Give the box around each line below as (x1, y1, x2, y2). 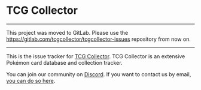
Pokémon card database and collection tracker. (6, 59, 123, 66)
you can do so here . (6, 77, 56, 84)
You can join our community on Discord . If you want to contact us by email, (6, 70, 191, 78)
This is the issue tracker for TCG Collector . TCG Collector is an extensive (6, 52, 185, 60)
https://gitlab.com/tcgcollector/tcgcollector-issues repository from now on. (6, 35, 191, 43)
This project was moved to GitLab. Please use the (6, 29, 129, 36)
